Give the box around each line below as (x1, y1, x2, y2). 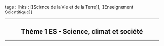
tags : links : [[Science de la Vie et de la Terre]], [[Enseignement (5, 4, 134, 10)
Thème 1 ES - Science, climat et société (21, 27, 143, 35)
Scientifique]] (5, 9, 33, 15)
